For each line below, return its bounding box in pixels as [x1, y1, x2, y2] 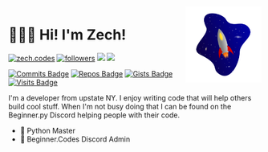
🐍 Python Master [19, 125, 76, 135]
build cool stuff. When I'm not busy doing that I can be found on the [8, 101, 232, 111]
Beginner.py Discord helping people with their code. [8, 110, 181, 120]
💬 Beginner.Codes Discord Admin [19, 134, 131, 144]
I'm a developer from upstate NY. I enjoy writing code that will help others [8, 92, 252, 102]
